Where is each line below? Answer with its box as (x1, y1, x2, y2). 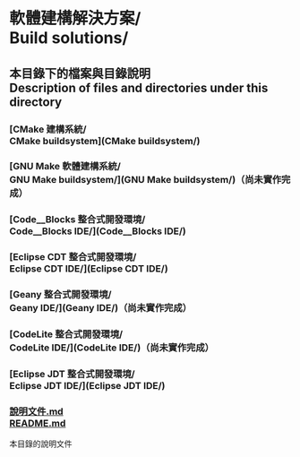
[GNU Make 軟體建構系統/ (9, 160, 121, 173)
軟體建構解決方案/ (9, 8, 141, 29)
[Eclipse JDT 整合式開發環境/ (9, 368, 136, 381)
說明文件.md (9, 405, 64, 418)
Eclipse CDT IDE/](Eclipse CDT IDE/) (9, 263, 168, 275)
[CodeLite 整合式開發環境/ (9, 328, 124, 341)
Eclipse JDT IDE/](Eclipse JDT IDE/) (9, 380, 166, 392)
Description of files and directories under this (9, 80, 269, 95)
